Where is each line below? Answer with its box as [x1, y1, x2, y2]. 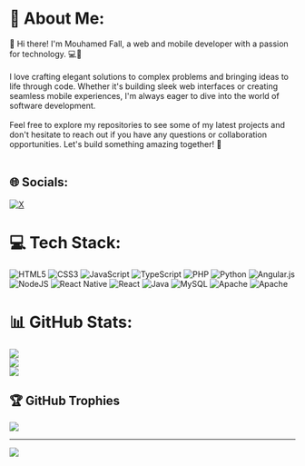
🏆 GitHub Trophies [9, 393, 121, 409]
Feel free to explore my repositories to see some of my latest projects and [9, 119, 286, 130]
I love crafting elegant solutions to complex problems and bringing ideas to [9, 71, 289, 82]
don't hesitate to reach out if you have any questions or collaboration [9, 129, 268, 140]
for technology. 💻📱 [9, 48, 83, 59]
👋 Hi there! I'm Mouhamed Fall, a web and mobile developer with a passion [9, 38, 289, 49]
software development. [9, 100, 96, 111]
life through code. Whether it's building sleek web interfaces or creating [9, 81, 279, 92]
